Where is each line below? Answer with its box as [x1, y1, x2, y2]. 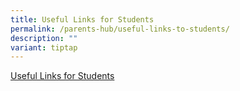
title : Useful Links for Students [10, 14, 155, 25]
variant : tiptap [10, 42, 78, 53]
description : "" [10, 33, 78, 43]
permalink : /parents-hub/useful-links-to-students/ [10, 24, 230, 34]
